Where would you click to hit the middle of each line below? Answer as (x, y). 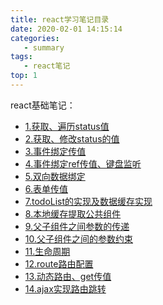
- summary (44, 47)
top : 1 (24, 76)
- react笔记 (47, 66)
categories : (35, 38)
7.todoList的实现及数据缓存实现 (88, 201)
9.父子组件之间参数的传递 (77, 226)
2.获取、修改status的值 (72, 138)
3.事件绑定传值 (55, 151)
